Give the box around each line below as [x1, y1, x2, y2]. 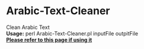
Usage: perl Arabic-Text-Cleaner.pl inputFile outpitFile [6, 30, 138, 37]
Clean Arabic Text [6, 24, 50, 31]
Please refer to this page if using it [6, 36, 92, 43]
